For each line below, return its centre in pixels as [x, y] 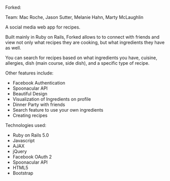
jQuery [20, 151]
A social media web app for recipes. [43, 27]
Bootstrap [23, 173]
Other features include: [29, 73]
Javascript [24, 140]
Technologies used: [26, 125]
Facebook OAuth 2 [32, 157]
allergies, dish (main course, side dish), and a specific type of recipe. [77, 63]
